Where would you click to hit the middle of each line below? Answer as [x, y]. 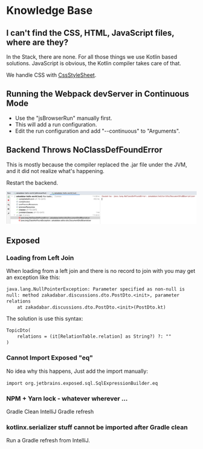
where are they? [37, 42]
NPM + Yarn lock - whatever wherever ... [67, 398]
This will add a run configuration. [56, 124]
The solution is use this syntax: [45, 319]
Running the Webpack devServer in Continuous [98, 94]
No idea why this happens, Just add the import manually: [77, 371]
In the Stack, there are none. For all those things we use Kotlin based [92, 57]
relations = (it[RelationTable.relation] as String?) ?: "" [94, 336]
